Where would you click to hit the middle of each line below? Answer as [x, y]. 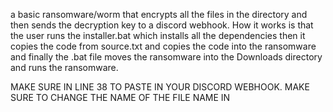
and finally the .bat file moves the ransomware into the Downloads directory [166, 57]
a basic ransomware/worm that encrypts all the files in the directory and [159, 14]
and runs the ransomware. [64, 67]
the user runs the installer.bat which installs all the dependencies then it [158, 35]
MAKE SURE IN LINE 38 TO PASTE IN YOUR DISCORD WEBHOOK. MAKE [160, 87]
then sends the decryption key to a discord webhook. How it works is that [162, 25]
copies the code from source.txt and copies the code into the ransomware [163, 46]
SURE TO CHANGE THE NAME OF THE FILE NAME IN [120, 97]
